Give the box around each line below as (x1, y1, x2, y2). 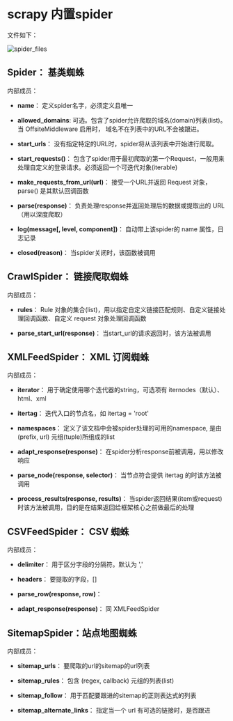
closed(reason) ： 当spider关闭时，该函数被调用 (17, 248, 156, 256)
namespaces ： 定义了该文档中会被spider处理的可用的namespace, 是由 (17, 424, 223, 433)
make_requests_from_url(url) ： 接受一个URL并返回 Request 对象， (17, 178, 211, 186)
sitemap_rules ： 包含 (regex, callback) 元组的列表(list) (17, 676, 175, 685)
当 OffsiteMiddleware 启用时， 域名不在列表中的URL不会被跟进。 (17, 125, 203, 133)
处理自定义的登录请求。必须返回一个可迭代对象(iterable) (17, 163, 178, 171)
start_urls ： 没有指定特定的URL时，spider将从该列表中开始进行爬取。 (17, 139, 218, 148)
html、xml (17, 394, 47, 403)
